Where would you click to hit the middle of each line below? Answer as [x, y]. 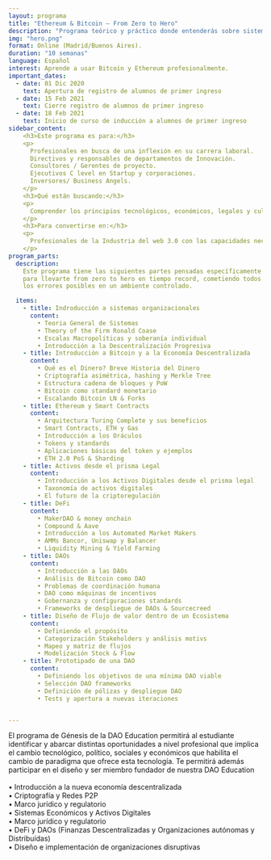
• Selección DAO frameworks [84, 683]
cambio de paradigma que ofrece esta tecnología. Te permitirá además [126, 761]
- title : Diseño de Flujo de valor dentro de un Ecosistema [126, 616]
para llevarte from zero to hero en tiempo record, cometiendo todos [142, 279]
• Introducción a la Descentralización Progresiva [124, 346]
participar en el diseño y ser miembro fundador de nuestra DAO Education [131, 770]
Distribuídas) [29, 839]
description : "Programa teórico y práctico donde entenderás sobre [124, 31]
